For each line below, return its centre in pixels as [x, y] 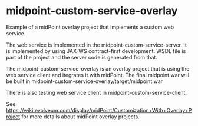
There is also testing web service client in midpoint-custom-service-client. [97, 92]
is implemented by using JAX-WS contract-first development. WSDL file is [96, 51]
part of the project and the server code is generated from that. [82, 57]
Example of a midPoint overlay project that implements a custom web [90, 27]
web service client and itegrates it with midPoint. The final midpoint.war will [98, 75]
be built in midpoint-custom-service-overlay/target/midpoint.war [85, 81]
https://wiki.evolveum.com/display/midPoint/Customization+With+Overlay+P [99, 110]
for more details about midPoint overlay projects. [80, 117]
